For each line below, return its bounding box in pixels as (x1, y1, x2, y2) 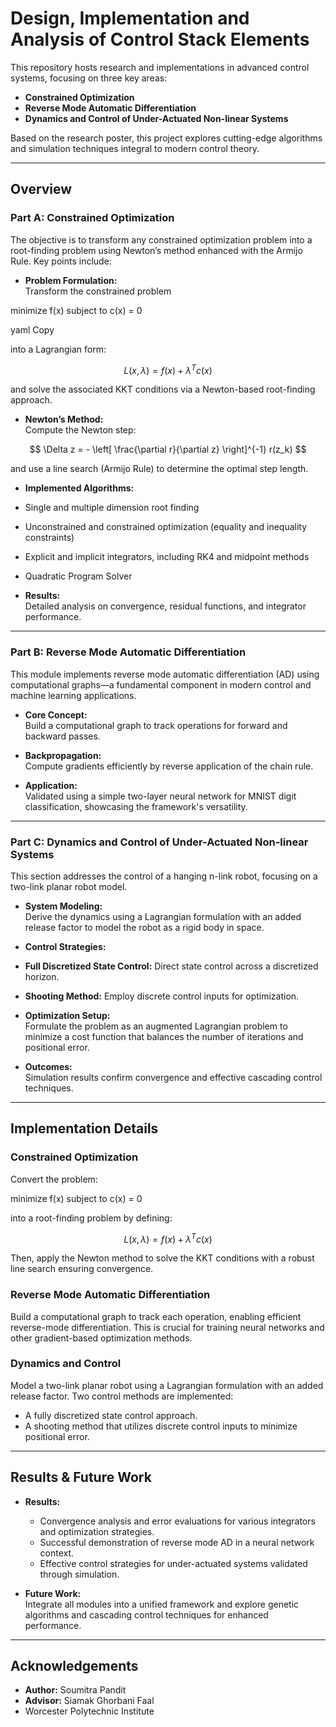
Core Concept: (24, 708, 88, 721)
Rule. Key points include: (10, 255, 112, 267)
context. (39, 1547, 75, 1559)
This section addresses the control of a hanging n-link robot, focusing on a (10, 870, 318, 882)
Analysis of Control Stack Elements (10, 28, 310, 51)
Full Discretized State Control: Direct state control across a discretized (24, 960, 319, 972)
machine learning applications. (10, 689, 137, 701)
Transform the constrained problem (24, 285, 172, 297)
